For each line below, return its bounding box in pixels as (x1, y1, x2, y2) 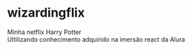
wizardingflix (7, 5, 85, 21)
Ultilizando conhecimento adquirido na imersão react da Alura (7, 35, 186, 43)
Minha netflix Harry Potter (7, 28, 82, 36)
